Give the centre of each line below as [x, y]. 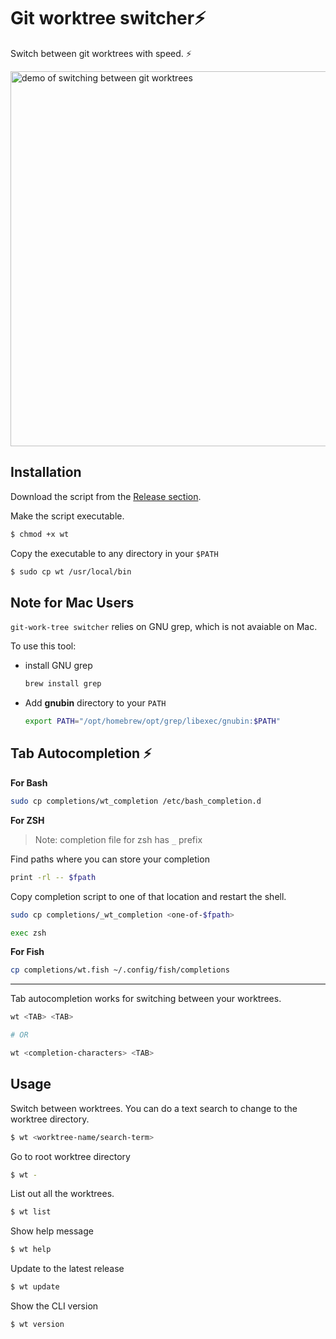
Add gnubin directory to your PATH [95, 703]
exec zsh [28, 933]
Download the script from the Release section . [106, 496]
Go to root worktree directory [70, 1156]
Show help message [52, 1231]
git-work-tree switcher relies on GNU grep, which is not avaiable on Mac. [164, 627]
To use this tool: [43, 646]
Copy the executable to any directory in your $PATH [114, 553]
